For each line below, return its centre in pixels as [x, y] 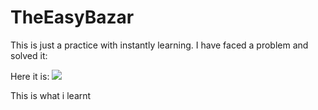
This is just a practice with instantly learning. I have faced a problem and [159, 45]
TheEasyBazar [72, 17]
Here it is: [30, 76]
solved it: [29, 55]
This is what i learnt [51, 95]
